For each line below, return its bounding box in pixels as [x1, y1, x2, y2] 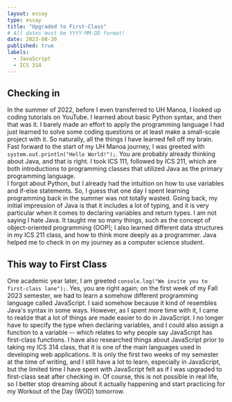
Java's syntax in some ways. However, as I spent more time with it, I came [7, 306, 219, 315]
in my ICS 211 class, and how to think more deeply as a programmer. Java [7, 231, 217, 239]
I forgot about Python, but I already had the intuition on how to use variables [7, 180, 224, 188]
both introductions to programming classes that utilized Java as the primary [7, 164, 223, 173]
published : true [7, 42, 54, 49]
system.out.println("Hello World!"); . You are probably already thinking [7, 150, 216, 158]
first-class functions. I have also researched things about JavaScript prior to [7, 335, 224, 344]
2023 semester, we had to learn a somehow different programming [7, 292, 199, 300]
